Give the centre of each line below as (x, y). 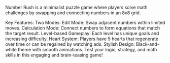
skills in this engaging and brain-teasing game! (54, 55)
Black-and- (148, 44)
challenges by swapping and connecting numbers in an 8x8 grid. (73, 13)
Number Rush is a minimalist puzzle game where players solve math (77, 7)
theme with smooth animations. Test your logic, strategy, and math (87, 50)
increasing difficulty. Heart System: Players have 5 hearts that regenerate (82, 39)
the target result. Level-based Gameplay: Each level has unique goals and (82, 33)
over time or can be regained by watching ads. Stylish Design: (70, 44)
